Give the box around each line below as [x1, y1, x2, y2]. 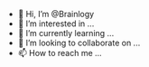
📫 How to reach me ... [17, 48, 102, 58]
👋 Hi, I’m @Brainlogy [17, 9, 95, 19]
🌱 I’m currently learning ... [17, 28, 115, 38]
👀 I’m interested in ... [17, 18, 95, 29]
